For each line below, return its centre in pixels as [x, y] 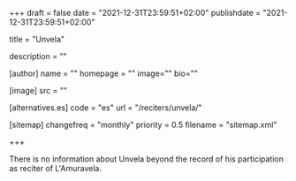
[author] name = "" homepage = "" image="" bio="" [104, 73]
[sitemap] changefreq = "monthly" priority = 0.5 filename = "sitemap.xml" [143, 124]
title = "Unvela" [37, 39]
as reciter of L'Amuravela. [56, 168]
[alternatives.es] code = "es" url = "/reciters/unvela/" [106, 108]
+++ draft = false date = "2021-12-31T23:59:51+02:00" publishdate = [135, 13]
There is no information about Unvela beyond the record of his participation [147, 159]
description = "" [38, 56]
